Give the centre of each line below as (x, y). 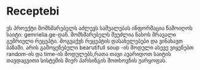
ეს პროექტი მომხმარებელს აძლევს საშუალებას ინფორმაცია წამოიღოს (100, 28)
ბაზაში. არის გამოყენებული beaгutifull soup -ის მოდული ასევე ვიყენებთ (100, 47)
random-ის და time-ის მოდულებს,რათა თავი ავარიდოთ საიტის (89, 54)
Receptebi (33, 11)
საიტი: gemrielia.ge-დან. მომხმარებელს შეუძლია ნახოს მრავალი (91, 34)
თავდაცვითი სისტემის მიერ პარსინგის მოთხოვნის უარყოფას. (87, 60)
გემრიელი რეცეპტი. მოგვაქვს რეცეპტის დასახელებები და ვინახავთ (94, 41)
